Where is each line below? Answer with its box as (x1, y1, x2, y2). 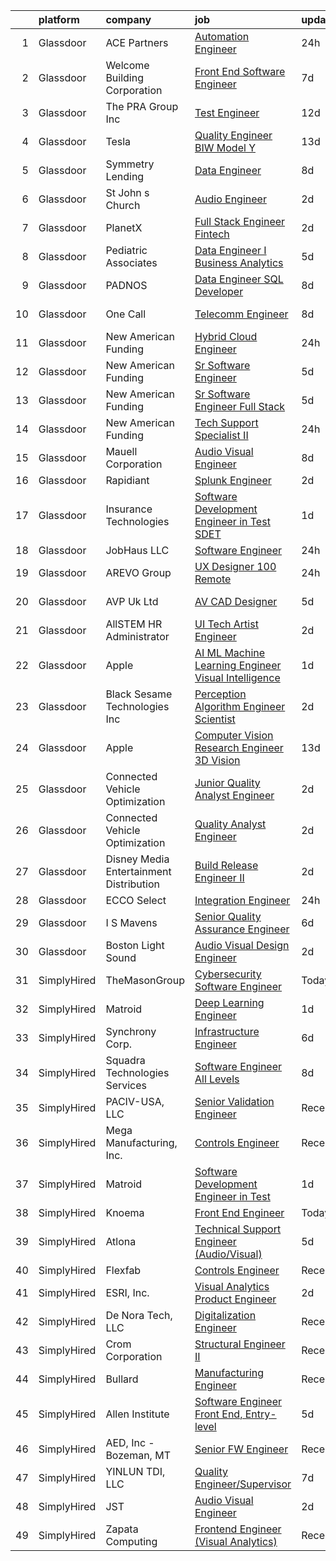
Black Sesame (105, 687, 173, 701)
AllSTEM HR (105, 617, 163, 631)
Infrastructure (194, 1025, 260, 1038)
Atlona (105, 1235, 137, 1248)
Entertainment (105, 865, 172, 878)
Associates (105, 256, 158, 269)
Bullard (105, 1372, 139, 1386)
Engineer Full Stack (194, 400, 286, 413)
